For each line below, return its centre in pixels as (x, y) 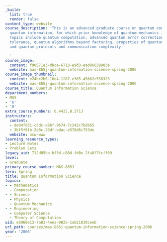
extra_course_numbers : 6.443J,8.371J (44, 112)
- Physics (20, 199)
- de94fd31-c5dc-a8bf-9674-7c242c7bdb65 (52, 125)
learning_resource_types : (32, 139)
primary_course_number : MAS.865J (40, 167)
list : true (21, 14)
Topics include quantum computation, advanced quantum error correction (86, 38)
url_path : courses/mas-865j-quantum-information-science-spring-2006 (79, 227)
